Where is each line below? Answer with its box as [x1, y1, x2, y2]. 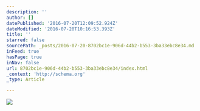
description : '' [6, 8, 47, 15]
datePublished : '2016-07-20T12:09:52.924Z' [6, 20, 119, 26]
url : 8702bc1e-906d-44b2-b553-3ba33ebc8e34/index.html [6, 65, 148, 72]
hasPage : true [6, 54, 43, 60]
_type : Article [6, 76, 45, 82]
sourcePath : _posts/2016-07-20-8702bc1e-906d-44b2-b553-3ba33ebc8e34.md [6, 43, 195, 49]
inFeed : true [6, 49, 40, 55]
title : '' [6, 32, 32, 38]
